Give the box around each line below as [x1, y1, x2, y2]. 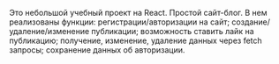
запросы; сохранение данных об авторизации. [9, 45, 185, 55]
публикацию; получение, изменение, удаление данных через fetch [9, 35, 262, 46]
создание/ [231, 17, 271, 27]
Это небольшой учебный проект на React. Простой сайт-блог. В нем [9, 8, 268, 18]
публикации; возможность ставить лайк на [91, 26, 254, 36]
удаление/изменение [9, 26, 90, 36]
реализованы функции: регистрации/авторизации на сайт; [9, 17, 230, 27]
